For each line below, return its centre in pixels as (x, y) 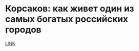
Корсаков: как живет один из (69, 9)
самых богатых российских (67, 19)
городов (23, 30)
